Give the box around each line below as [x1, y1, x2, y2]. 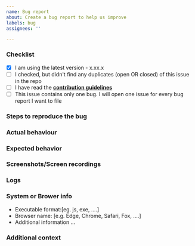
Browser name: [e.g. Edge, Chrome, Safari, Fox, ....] [14, 212, 141, 219]
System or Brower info [6, 192, 73, 201]
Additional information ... [14, 219, 76, 226]
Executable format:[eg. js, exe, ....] [14, 205, 100, 213]
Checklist [6, 50, 35, 59]
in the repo [14, 77, 42, 84]
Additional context [6, 233, 61, 242]
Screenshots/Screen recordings [6, 160, 101, 168]
